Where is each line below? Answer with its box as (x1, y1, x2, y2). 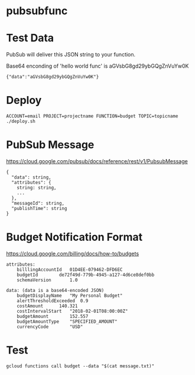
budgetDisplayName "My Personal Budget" (17, 293, 123, 298)
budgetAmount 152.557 (17, 313, 89, 319)
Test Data (6, 31, 54, 45)
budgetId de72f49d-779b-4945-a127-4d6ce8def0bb (17, 272, 155, 278)
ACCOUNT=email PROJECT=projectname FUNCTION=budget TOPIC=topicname (6, 113, 178, 119)
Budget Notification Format (6, 230, 143, 244)
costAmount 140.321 (17, 303, 78, 309)
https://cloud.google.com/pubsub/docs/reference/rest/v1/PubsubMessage (6, 158, 188, 164)
